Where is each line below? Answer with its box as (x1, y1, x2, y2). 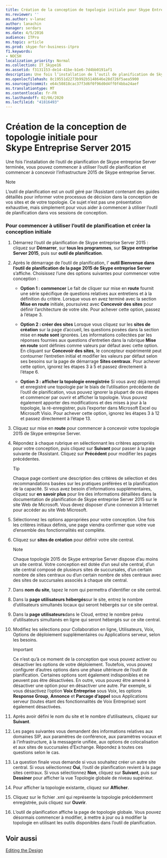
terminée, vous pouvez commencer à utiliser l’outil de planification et (5, 164, 146, 170)
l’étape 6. (20, 369, 39, 375)
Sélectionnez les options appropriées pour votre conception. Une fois (12, 517, 155, 523)
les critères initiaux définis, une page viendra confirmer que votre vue (12, 522, 156, 528)
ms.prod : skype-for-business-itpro (5, 44, 79, 49)
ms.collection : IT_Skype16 (5, 63, 61, 68)
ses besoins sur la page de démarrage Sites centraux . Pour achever (20, 359, 161, 365)
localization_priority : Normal (5, 58, 70, 63)
